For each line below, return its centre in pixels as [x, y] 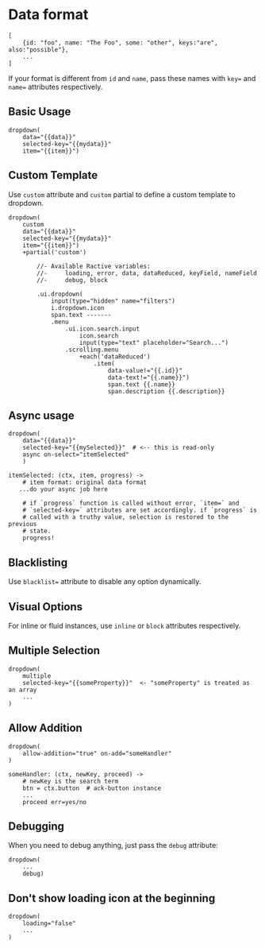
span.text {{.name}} [142, 384]
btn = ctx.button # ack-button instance [92, 788]
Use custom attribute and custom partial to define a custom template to [122, 194]
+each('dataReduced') [115, 356]
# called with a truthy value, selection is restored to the [125, 517]
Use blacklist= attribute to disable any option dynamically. [105, 582]
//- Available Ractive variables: [94, 266]
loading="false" [50, 923]
